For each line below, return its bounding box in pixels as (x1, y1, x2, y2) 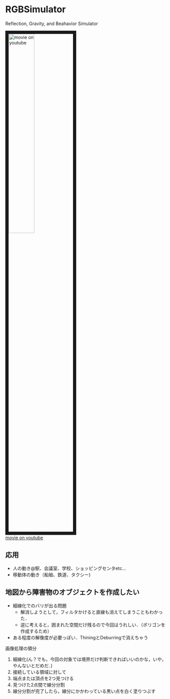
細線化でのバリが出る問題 (12, 602, 67, 609)
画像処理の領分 (5, 645, 37, 652)
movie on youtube (5, 535, 43, 541)
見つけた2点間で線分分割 (12, 682, 65, 688)
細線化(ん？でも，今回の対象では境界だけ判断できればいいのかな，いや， (12, 656, 166, 662)
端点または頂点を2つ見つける (12, 675, 74, 681)
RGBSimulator (5, 4, 66, 15)
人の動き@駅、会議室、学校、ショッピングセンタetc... (12, 565, 127, 571)
